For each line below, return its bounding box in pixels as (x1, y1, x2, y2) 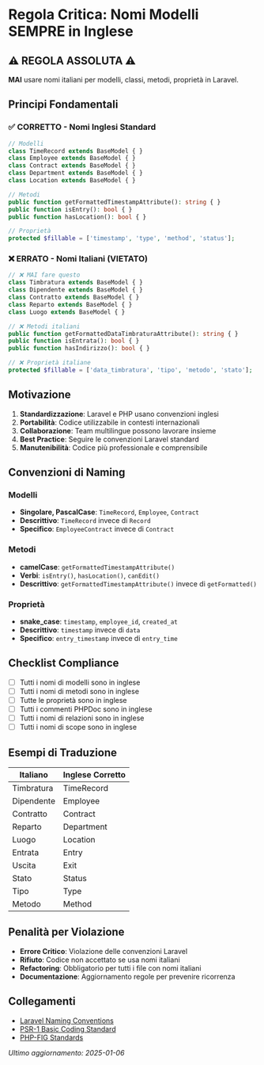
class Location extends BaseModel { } (8, 177, 136, 185)
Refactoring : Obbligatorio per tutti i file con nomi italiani (19, 963, 202, 972)
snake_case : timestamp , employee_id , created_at (19, 616, 178, 627)
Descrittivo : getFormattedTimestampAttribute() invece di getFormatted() (19, 578, 257, 588)
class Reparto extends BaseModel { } (8, 300, 133, 308)
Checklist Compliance (8, 656, 119, 670)
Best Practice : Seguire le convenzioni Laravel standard (19, 434, 199, 444)
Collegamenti (8, 994, 76, 1008)
